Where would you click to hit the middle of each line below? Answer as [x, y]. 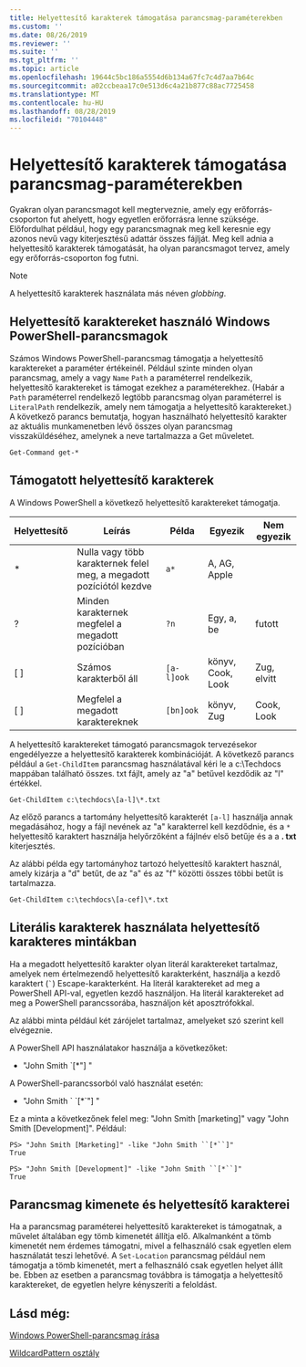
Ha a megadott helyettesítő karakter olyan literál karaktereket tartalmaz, [144, 964]
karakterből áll [107, 678]
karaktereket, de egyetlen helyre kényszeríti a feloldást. [113, 1285]
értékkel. [26, 783]
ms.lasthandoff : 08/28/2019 [63, 111]
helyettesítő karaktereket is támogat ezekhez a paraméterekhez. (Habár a [147, 387]
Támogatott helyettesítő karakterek [112, 480]
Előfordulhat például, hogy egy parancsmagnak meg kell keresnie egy [140, 229]
